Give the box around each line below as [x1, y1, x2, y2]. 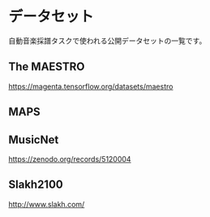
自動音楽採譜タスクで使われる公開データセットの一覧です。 [8, 36, 207, 46]
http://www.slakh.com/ [8, 199, 85, 209]
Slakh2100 [8, 178, 63, 192]
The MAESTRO [8, 60, 85, 74]
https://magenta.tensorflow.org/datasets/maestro [8, 81, 174, 91]
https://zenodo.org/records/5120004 [8, 154, 131, 163]
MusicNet [8, 132, 59, 146]
